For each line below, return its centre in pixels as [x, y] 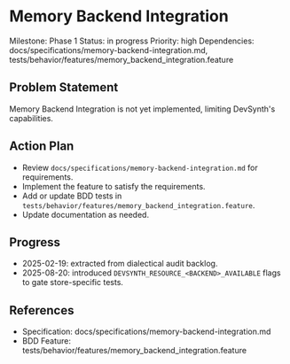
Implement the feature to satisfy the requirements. [114, 186]
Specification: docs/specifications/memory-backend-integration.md [146, 332]
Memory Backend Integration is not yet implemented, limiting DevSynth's [142, 109]
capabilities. [31, 118]
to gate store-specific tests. [73, 283]
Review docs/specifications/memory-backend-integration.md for [140, 167]
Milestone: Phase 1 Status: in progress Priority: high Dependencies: [132, 41]
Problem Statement [64, 87]
